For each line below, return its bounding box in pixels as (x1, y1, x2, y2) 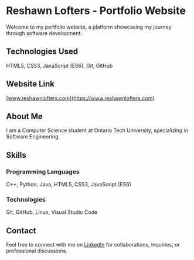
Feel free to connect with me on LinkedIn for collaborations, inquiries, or (6, 241, 180, 248)
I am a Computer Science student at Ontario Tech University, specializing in (6, 127, 189, 134)
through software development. (6, 29, 82, 36)
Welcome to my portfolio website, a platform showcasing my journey (6, 23, 172, 30)
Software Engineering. (6, 133, 60, 140)
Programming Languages (6, 168, 80, 176)
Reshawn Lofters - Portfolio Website (6, 4, 186, 18)
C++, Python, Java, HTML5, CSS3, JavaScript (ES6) (6, 181, 132, 188)
